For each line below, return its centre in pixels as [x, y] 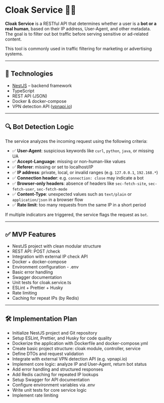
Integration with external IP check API [50, 257]
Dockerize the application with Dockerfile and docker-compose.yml [80, 343]
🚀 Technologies [29, 74]
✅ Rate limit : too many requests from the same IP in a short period [79, 204]
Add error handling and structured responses [58, 369]
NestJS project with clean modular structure [57, 246]
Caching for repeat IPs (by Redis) [45, 298]
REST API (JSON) [30, 96]
